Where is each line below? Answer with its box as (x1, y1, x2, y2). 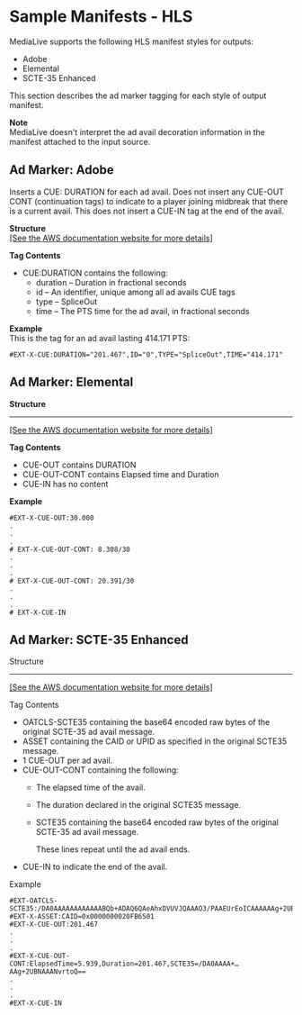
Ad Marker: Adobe (9, 162, 114, 177)
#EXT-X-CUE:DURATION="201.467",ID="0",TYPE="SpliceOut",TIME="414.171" (9, 349, 283, 359)
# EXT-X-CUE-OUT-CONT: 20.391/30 (9, 576, 135, 585)
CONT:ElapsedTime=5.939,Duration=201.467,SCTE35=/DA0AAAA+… (9, 959, 240, 969)
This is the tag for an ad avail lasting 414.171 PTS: (9, 332, 191, 343)
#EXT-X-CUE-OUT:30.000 (9, 513, 94, 522)
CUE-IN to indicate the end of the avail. (22, 862, 168, 873)
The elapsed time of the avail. (35, 782, 146, 793)
